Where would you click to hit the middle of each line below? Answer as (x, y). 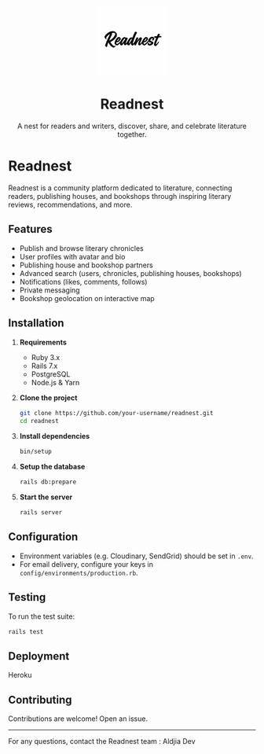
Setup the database (52, 467)
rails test (26, 631)
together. (132, 134)
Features (30, 229)
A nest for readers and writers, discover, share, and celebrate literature (132, 126)
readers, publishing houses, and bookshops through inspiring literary (120, 196)
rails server (41, 513)
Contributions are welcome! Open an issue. (78, 719)
